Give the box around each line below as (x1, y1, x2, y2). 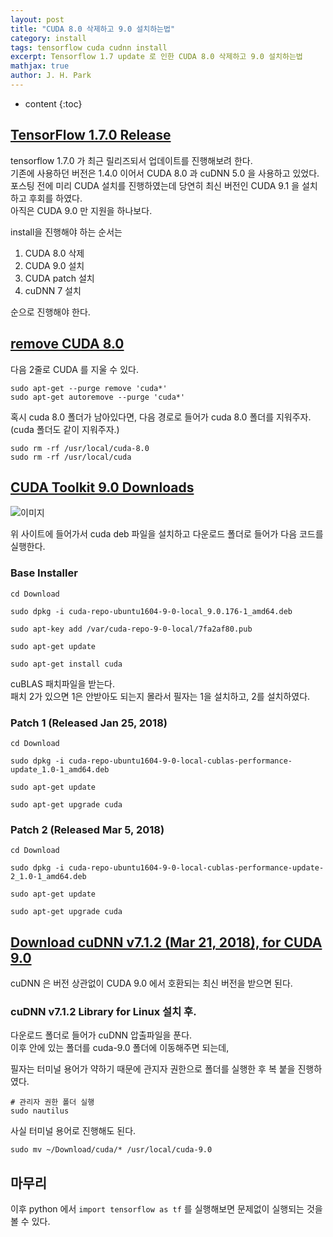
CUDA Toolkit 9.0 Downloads (10, 479, 195, 496)
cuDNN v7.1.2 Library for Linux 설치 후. (10, 1004, 197, 1018)
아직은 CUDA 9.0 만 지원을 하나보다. (10, 204, 153, 216)
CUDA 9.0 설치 (24, 259, 85, 271)
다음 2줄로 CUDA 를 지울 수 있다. (10, 363, 139, 375)
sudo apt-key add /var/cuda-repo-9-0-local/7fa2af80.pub (10, 624, 253, 634)
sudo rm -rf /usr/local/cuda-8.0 (10, 443, 150, 453)
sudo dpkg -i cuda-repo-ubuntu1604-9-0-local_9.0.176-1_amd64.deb (10, 606, 293, 616)
